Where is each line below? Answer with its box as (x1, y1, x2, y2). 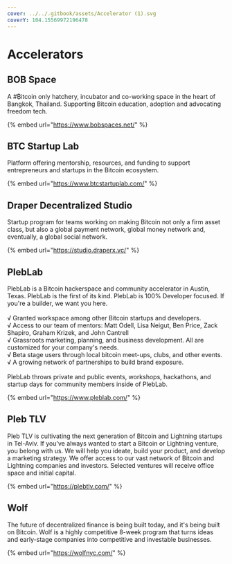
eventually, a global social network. (7, 233, 108, 241)
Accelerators (7, 46, 84, 62)
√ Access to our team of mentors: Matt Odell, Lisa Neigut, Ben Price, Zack (7, 321, 218, 329)
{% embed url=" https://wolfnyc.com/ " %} (7, 548, 126, 557)
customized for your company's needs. (7, 343, 119, 352)
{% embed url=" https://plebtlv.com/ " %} (7, 482, 123, 490)
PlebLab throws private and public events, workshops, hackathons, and (7, 372, 211, 381)
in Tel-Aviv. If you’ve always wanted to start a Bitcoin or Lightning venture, (7, 439, 219, 447)
